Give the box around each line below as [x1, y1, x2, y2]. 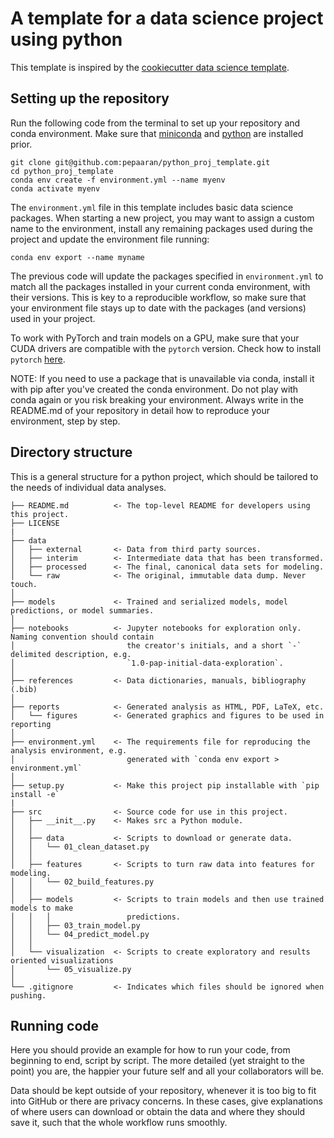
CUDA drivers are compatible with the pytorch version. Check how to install [10, 342, 322, 354]
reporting [10, 719, 52, 729]
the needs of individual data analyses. [10, 481, 167, 493]
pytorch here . [10, 353, 66, 365]
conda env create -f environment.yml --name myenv [10, 175, 226, 185]
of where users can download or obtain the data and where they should [10, 1106, 305, 1118]
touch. [10, 579, 38, 589]
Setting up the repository [10, 90, 170, 107]
